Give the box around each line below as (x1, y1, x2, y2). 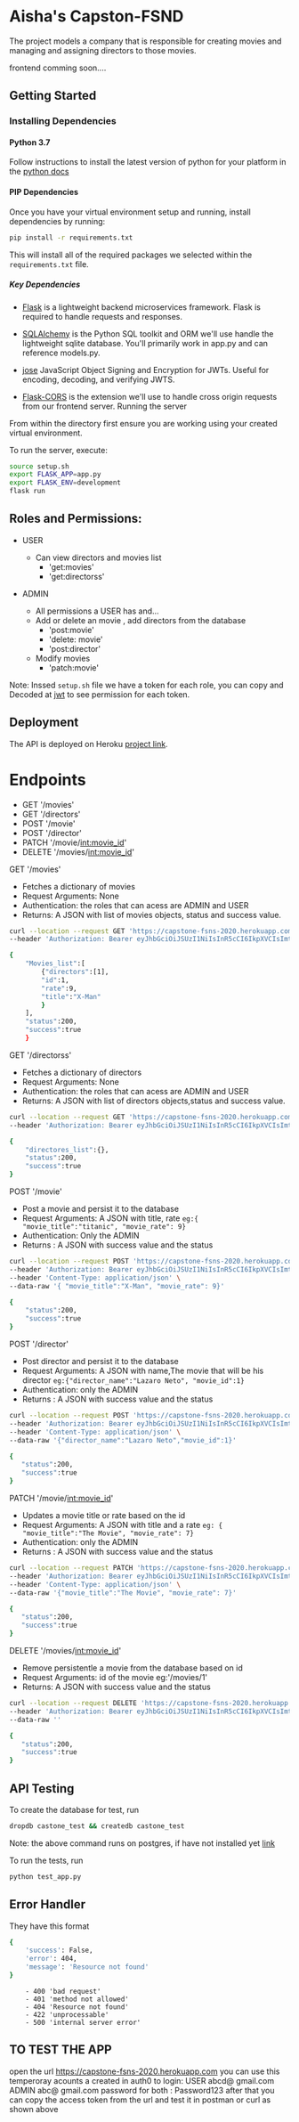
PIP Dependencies (9, 187, 78, 198)
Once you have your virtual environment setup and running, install (9, 207, 251, 217)
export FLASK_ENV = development (9, 478, 122, 487)
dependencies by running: (9, 215, 106, 226)
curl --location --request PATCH (9, 1564, 133, 1573)
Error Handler (9, 1897, 86, 1912)
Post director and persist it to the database (21, 1356, 180, 1367)
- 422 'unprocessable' (25, 2010, 109, 2019)
